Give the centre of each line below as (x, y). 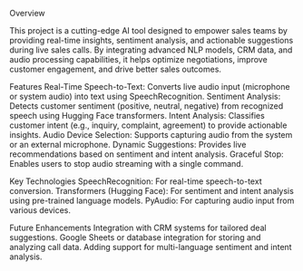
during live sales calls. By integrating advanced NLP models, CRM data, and (151, 50)
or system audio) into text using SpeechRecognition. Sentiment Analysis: (145, 96)
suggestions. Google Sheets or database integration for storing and (135, 237)
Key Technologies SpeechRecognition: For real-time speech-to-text (136, 181)
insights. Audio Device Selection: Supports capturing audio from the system (151, 135)
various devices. (40, 210)
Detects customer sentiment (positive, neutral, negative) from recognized (147, 106)
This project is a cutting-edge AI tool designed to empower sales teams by (149, 30)
